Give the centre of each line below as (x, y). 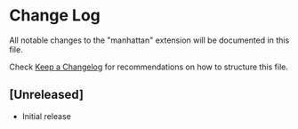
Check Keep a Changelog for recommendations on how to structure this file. (149, 67)
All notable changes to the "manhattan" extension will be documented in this (149, 40)
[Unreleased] (47, 95)
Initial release (46, 116)
